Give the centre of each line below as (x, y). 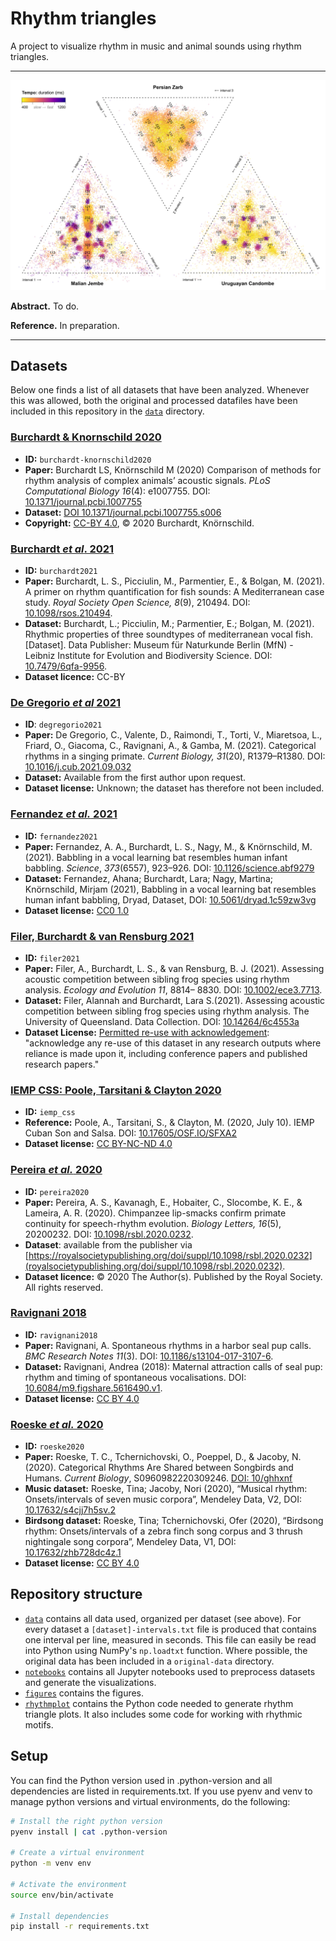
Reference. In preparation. (65, 325)
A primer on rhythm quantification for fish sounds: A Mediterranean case (174, 592)
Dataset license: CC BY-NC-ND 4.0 (98, 1144)
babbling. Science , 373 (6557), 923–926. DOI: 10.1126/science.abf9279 (169, 868)
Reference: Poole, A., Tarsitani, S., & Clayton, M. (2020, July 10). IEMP (169, 1123)
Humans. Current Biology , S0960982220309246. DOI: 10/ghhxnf (158, 1478)
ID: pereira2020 (57, 1191)
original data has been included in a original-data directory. (149, 1661)
